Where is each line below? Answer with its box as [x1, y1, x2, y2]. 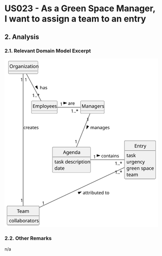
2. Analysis [4, 33, 39, 41]
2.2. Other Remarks [4, 235, 52, 242]
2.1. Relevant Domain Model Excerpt [4, 47, 91, 54]
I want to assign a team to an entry [4, 13, 146, 24]
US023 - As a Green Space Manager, [4, 3, 156, 14]
